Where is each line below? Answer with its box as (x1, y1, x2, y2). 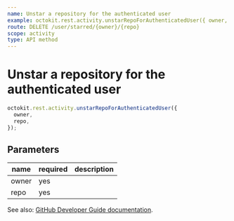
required (38, 164, 68, 174)
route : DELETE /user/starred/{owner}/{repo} (7, 23, 140, 30)
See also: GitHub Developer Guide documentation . (7, 206, 153, 214)
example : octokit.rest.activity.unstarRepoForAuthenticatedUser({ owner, (7, 17, 228, 24)
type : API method (7, 36, 58, 43)
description (74, 164, 114, 174)
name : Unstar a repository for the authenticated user (7, 10, 171, 18)
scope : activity (7, 29, 55, 37)
